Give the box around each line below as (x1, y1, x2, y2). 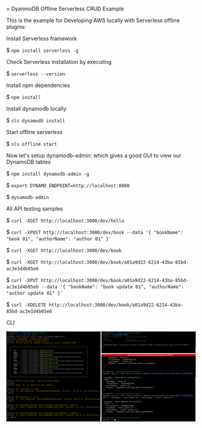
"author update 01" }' (6, 290, 63, 296)
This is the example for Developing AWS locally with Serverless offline (6, 17, 180, 24)
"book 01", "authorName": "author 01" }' (6, 236, 112, 242)
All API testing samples (6, 205, 63, 212)
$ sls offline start (6, 140, 57, 147)
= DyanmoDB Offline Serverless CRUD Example (6, 5, 124, 12)
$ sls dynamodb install (6, 117, 66, 124)
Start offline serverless (6, 129, 63, 135)
